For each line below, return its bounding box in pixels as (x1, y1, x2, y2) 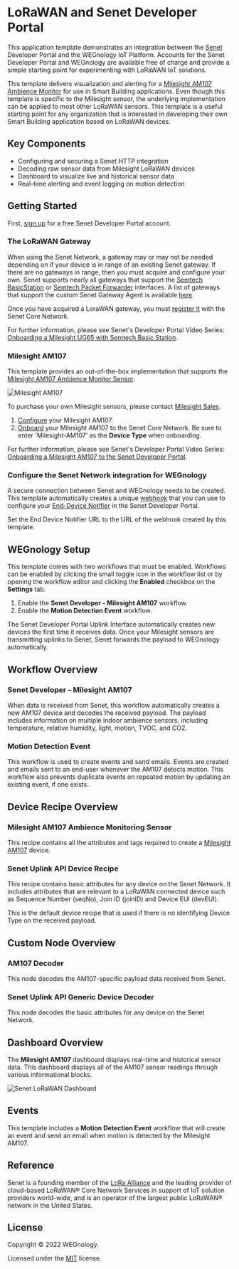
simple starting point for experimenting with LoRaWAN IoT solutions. (7, 65, 208, 74)
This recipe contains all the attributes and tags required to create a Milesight (7, 838, 231, 846)
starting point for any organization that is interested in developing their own (7, 110, 228, 118)
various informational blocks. (7, 1071, 92, 1079)
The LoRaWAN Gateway (7, 236, 91, 246)
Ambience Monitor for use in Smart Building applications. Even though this (7, 87, 225, 95)
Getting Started (7, 200, 78, 212)
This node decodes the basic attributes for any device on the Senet (7, 1008, 205, 1017)
